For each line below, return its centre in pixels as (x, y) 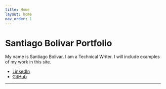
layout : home (19, 14)
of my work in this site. (28, 62)
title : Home (17, 10)
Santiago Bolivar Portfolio (59, 43)
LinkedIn (21, 71)
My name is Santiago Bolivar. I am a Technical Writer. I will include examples (83, 57)
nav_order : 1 (19, 19)
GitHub (20, 77)
